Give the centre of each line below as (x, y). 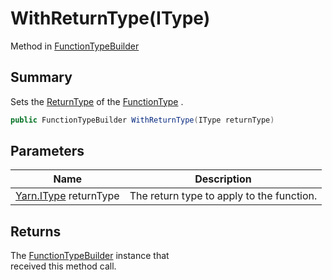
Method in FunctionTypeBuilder (75, 46)
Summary (41, 77)
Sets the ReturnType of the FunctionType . (97, 101)
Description (223, 179)
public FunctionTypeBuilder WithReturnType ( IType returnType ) (142, 120)
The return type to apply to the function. (223, 196)
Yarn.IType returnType (67, 196)
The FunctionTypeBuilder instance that (90, 256)
